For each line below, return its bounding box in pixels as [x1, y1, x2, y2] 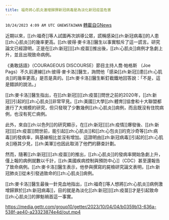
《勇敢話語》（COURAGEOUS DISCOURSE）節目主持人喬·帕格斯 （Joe [5, 62, 151, 68]
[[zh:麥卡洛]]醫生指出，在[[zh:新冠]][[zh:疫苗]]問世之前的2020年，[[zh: [5, 92, 153, 98]
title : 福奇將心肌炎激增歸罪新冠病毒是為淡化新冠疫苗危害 [5, 7, 111, 13]
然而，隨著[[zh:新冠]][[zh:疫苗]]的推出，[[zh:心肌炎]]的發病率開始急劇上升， [5, 151, 163, 157]
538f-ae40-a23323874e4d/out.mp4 [5, 209, 81, 215]
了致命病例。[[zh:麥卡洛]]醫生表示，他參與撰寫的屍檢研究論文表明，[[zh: [5, 163, 156, 170]
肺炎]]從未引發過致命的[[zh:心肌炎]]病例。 [9, 170, 97, 176]
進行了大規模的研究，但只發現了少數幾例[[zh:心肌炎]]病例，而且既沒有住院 [5, 104, 160, 111]
